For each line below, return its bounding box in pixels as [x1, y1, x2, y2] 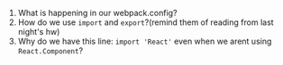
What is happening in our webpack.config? [17, 8, 178, 18]
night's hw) [17, 27, 60, 37]
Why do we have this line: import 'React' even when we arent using [17, 36, 272, 46]
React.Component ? [17, 45, 84, 56]
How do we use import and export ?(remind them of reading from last [17, 17, 274, 28]
